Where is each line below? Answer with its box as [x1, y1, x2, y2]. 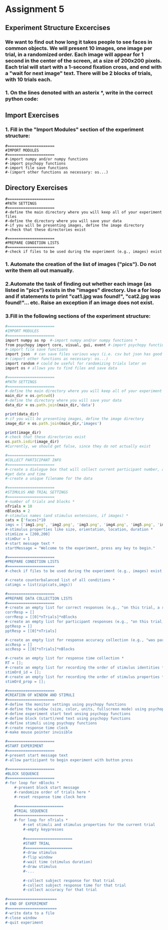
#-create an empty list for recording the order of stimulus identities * [5, 665, 164, 670]
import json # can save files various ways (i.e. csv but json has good [5, 351, 162, 357]
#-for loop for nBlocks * [5, 780, 59, 785]
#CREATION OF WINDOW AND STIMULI [5, 692, 75, 698]
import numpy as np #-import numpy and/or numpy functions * [5, 337, 137, 343]
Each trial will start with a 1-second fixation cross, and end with [5, 63, 162, 70]
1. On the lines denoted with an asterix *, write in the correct [5, 89, 153, 96]
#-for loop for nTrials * [14, 817, 68, 823]
